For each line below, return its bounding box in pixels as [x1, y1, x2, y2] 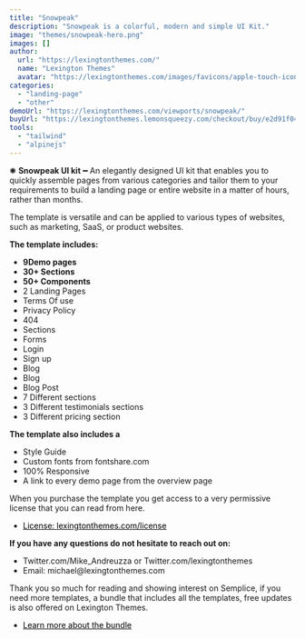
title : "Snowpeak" [9, 13, 79, 23]
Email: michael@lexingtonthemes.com [22, 564, 165, 575]
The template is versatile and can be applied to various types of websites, [9, 211, 286, 223]
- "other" [17, 97, 54, 107]
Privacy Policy [22, 305, 76, 315]
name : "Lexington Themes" [17, 65, 116, 74]
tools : [9, 124, 34, 133]
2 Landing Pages [22, 285, 86, 296]
